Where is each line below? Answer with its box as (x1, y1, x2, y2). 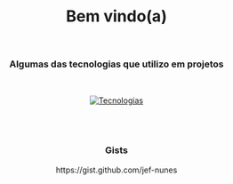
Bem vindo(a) (66, 6, 167, 27)
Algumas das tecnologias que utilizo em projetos (9, 58, 224, 70)
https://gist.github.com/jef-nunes (55, 164, 178, 175)
